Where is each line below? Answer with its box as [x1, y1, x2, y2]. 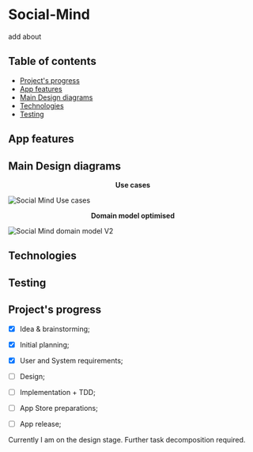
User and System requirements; [19, 355, 124, 365]
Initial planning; [19, 340, 70, 349]
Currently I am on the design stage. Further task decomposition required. [8, 435, 246, 444]
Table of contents [8, 55, 96, 68]
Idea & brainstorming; [19, 324, 90, 333]
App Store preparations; [19, 403, 99, 412]
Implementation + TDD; [19, 387, 96, 397]
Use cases [115, 180, 151, 189]
